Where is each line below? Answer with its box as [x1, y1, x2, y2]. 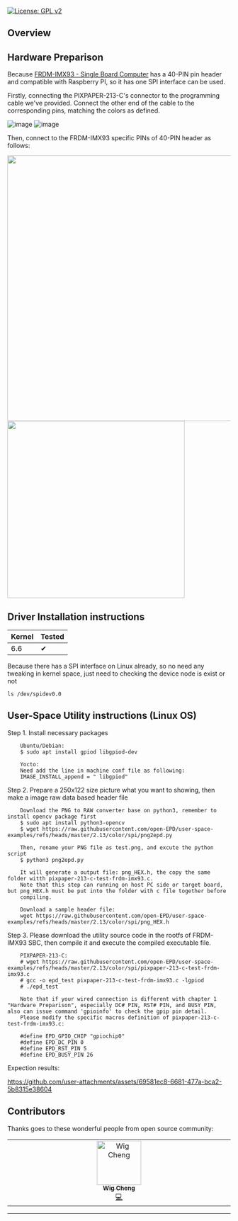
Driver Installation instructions [7, 610, 145, 623]
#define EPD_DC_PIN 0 [20, 1038, 84, 1046]
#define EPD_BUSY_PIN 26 [20, 1051, 93, 1058]
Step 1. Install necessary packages [7, 728, 108, 737]
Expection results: [7, 1063, 60, 1072]
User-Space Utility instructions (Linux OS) [7, 710, 197, 722]
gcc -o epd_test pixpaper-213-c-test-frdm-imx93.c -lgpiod [25, 977, 204, 984]
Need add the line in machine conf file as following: [20, 767, 186, 774]
